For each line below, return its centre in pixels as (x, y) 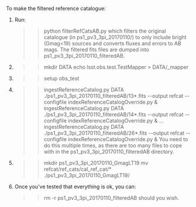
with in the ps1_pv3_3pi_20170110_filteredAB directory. (109, 152)
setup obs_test (61, 78)
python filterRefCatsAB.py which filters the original (105, 31)
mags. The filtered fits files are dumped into (97, 50)
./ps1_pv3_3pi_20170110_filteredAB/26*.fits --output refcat (114, 133)
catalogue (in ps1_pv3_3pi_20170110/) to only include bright (115, 37)
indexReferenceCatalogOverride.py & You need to (128, 139)
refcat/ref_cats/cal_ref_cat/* (78, 169)
